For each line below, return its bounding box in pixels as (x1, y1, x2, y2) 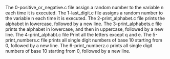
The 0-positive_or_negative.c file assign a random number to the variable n (5, 5, 164, 10)
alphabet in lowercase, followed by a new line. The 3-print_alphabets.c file (5, 21, 162, 27)
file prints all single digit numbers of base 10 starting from (40, 37, 163, 43)
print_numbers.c (5, 37, 40, 43)
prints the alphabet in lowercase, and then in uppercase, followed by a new (5, 26, 164, 32)
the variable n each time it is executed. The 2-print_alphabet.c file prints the (5, 15, 165, 21)
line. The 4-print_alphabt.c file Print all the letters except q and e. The (5, 32, 152, 37)
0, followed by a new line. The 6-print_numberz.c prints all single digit (5, 43, 153, 48)
